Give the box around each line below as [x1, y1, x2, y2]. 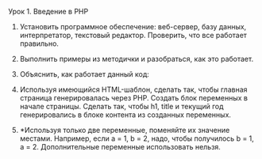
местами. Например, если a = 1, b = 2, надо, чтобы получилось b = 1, [19, 134, 254, 143]
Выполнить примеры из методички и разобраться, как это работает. [19, 55, 254, 63]
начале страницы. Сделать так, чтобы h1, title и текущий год [19, 102, 224, 111]
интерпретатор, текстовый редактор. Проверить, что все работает [19, 31, 248, 40]
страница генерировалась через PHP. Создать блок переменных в [19, 93, 249, 102]
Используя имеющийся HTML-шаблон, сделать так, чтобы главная [19, 85, 248, 94]
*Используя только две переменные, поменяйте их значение [19, 126, 230, 134]
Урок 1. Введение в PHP [8, 7, 89, 16]
